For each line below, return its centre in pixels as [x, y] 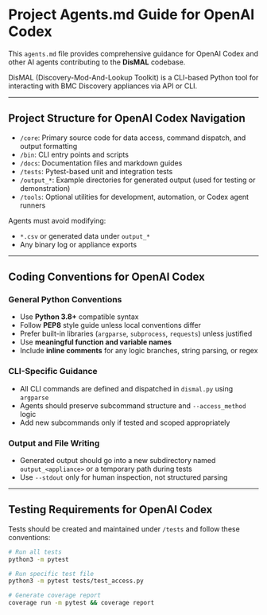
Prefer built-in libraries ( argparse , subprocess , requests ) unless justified [136, 334]
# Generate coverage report [55, 596]
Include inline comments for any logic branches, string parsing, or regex [139, 351]
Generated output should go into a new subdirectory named [118, 461]
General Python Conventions [65, 300]
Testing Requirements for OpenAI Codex [110, 510]
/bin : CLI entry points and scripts [74, 154]
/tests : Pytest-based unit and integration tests [96, 171]
